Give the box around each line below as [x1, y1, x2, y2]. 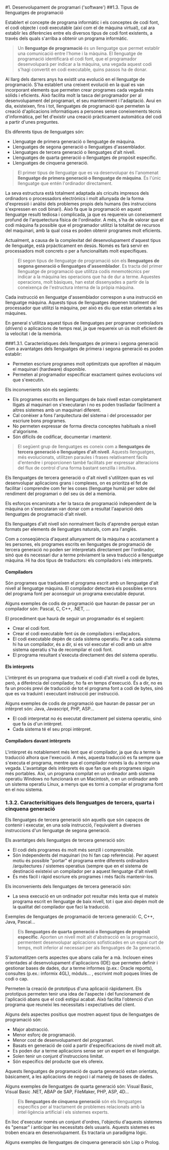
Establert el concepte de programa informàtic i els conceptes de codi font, [5, 20, 159, 25]
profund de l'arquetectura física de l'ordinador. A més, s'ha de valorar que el [5, 217, 164, 223]
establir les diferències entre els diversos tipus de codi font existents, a [5, 30, 152, 36]
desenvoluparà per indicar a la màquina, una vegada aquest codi [17, 61, 152, 67]
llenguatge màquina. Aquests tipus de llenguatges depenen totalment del [5, 299, 157, 305]
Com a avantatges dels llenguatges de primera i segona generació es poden [5, 346, 163, 352]
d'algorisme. [12, 429, 39, 434]
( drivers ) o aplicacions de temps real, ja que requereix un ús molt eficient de [5, 325, 163, 331]
